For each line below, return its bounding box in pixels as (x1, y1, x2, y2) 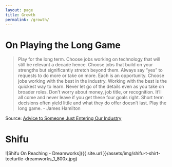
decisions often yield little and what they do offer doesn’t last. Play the (17, 100, 167, 106)
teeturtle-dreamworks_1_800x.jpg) (5, 156, 78, 162)
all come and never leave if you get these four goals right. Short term (17, 95, 164, 101)
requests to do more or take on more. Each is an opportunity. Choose (17, 72, 164, 79)
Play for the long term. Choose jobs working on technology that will (17, 56, 161, 62)
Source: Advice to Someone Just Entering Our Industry (5, 115, 122, 121)
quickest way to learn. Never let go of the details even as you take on (17, 83, 164, 90)
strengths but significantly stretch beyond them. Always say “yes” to (17, 67, 163, 73)
